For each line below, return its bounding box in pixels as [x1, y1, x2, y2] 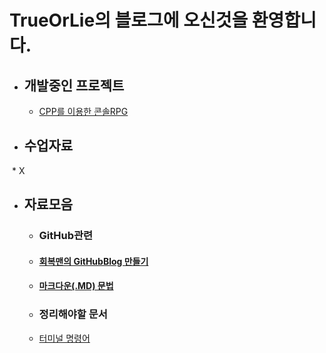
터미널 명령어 [38, 332, 91, 344]
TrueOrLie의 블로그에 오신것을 [9, 9, 249, 32]
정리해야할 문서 [38, 307, 108, 321]
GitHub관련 [38, 229, 94, 243]
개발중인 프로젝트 [23, 77, 125, 94]
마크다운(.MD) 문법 [38, 280, 114, 292]
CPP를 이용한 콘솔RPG [38, 106, 129, 117]
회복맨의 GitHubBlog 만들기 [38, 255, 149, 267]
